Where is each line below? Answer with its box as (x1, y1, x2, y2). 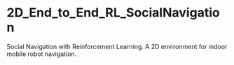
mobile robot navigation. (6, 50, 77, 58)
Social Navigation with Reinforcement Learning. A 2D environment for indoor (6, 42, 228, 50)
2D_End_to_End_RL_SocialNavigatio (6, 5, 220, 21)
